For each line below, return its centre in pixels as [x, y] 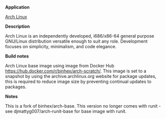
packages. [16, 87]
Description [18, 26]
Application [17, 7]
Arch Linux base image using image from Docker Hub [60, 66]
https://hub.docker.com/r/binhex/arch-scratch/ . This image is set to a [76, 71]
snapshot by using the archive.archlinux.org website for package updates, [81, 76]
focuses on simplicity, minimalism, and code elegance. [61, 46]
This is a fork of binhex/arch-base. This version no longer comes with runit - [83, 106]
